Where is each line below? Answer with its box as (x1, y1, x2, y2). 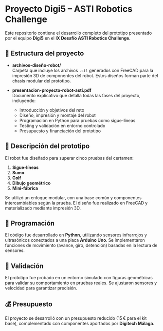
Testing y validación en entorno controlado (19, 123, 106, 128)
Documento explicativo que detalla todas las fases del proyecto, (12, 92, 141, 98)
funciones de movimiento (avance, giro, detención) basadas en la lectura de (5, 243, 158, 248)
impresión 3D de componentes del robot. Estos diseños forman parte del (12, 72, 158, 79)
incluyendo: (12, 98, 36, 103)
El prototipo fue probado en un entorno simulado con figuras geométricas (5, 275, 153, 281)
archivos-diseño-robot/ (12, 62, 61, 68)
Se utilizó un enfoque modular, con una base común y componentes (5, 194, 142, 201)
